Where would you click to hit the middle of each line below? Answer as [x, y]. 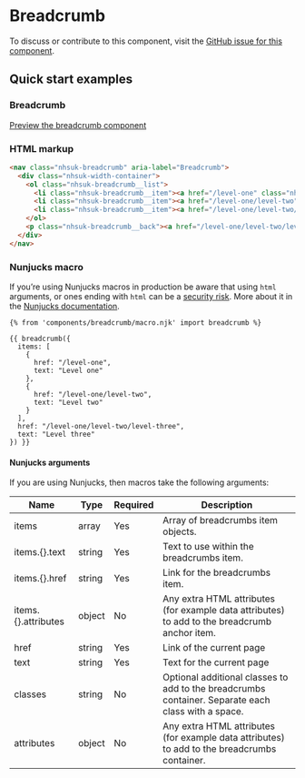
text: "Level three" [56, 434]
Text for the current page [216, 662]
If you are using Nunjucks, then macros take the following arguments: [139, 482]
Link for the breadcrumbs [216, 572]
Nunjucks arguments [50, 462]
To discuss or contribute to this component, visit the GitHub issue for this [146, 41]
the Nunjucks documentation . [64, 306]
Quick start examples [71, 80]
